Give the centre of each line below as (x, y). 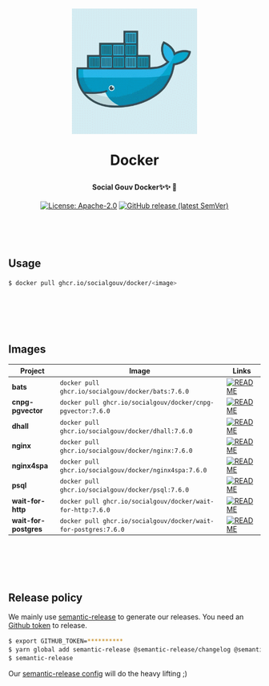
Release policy (46, 597)
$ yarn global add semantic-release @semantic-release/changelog (119, 650)
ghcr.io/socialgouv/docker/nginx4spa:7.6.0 (133, 471)
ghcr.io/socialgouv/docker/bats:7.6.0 (124, 392)
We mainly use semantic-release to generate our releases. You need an (126, 617)
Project (32, 370)
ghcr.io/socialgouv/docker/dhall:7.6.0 (126, 431)
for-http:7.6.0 (85, 510)
